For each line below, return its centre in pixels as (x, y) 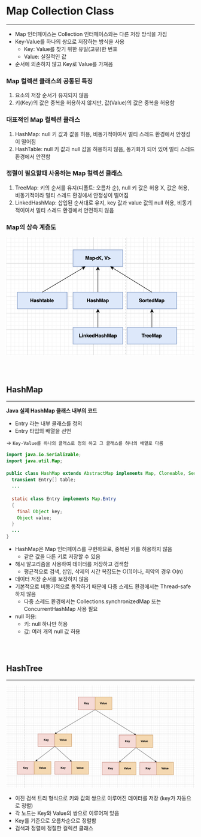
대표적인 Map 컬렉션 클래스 (43, 120)
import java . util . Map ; (34, 461)
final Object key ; (40, 511)
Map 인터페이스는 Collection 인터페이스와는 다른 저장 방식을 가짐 (91, 34)
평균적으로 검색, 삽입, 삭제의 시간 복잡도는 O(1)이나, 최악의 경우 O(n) (103, 571)
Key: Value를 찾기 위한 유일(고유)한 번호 (71, 49)
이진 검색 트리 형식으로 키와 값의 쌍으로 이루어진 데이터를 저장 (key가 (95, 798)
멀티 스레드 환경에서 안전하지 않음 (75, 210)
